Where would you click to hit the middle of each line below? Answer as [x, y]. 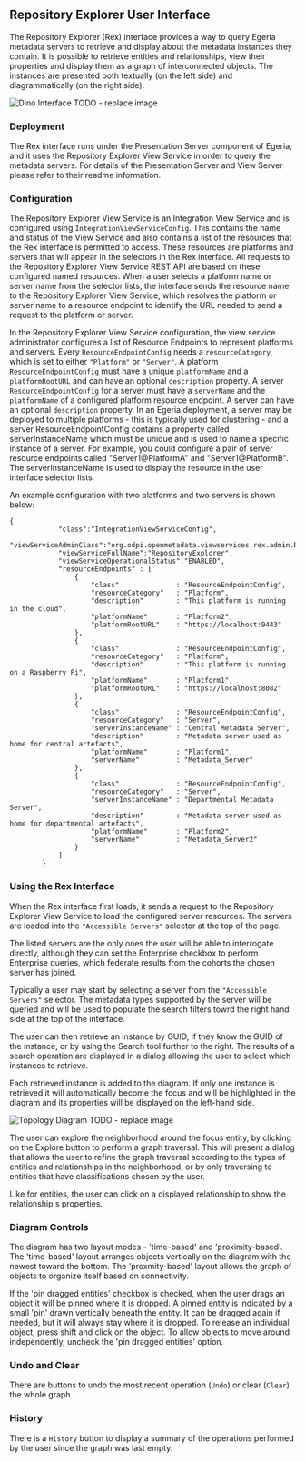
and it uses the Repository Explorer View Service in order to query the [140, 156]
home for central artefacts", [67, 745]
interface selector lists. [52, 477]
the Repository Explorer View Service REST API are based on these [135, 266]
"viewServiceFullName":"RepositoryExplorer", [145, 554]
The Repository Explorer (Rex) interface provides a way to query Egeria [143, 36]
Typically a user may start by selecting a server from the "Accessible [138, 989]
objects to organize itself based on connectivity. [99, 1276]
